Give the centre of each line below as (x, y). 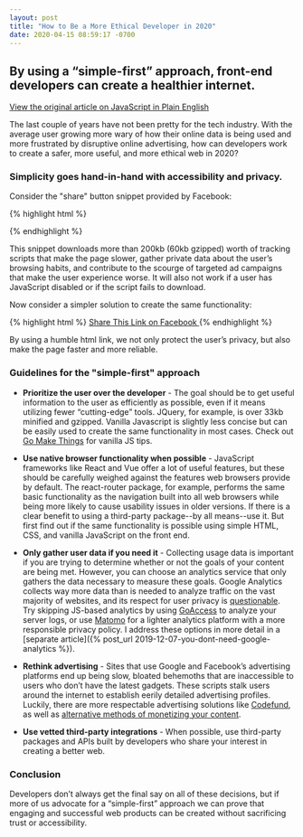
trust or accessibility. (48, 823)
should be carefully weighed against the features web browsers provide (156, 477)
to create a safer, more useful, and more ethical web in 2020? (124, 154)
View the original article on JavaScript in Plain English (109, 107)
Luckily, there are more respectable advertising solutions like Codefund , (156, 704)
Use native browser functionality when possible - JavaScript (138, 458)
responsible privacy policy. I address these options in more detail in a (151, 629)
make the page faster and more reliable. (84, 350)
